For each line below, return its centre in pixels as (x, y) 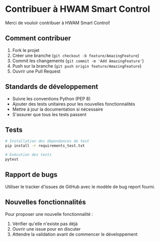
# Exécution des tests (28, 155)
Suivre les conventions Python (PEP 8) (51, 99)
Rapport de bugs (31, 175)
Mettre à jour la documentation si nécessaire (58, 109)
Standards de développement (52, 87)
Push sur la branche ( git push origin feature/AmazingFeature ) (77, 66)
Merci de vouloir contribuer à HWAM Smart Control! (58, 23)
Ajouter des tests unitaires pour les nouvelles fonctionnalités (74, 104)
